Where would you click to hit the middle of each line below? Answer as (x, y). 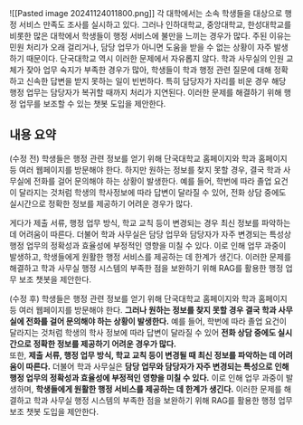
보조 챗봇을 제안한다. (55, 279)
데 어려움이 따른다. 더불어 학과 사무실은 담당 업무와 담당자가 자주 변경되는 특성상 (151, 234)
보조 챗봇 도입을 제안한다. (54, 411)
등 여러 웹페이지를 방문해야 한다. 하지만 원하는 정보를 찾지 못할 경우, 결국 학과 (146, 169)
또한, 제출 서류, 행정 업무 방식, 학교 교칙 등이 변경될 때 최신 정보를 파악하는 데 (143, 354)
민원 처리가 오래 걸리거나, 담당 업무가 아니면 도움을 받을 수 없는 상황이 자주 (141, 47)
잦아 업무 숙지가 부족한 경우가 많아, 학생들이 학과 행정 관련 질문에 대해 (149, 70)
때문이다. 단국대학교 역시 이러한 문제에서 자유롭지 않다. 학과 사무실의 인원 (155, 58)
